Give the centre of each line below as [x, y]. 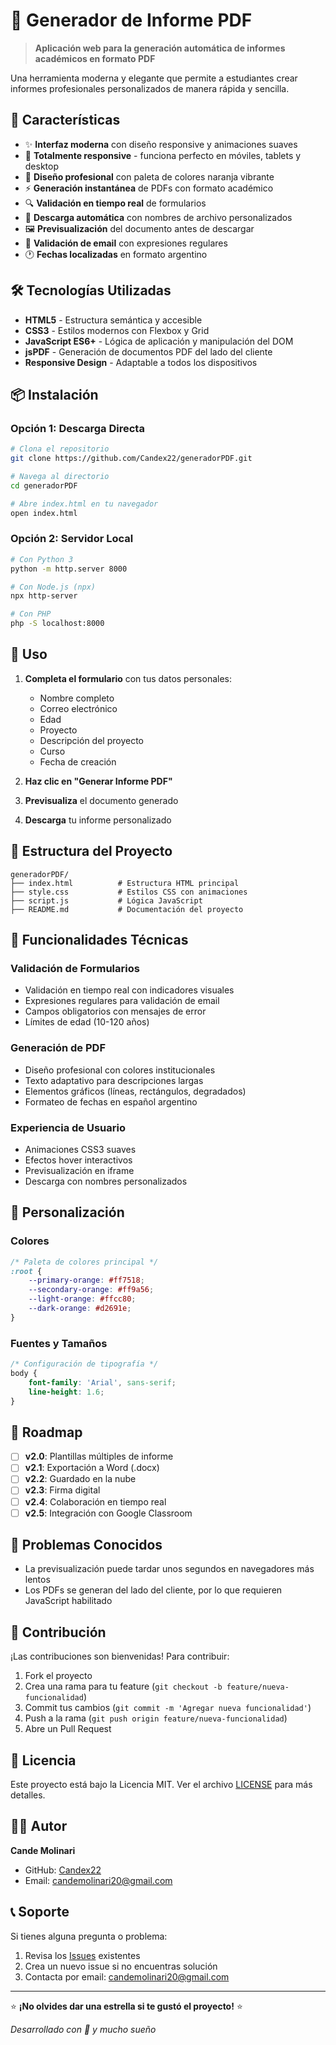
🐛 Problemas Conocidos [86, 1545]
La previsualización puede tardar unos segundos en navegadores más [169, 1569]
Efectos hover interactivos [78, 1160]
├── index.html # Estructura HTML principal [125, 883]
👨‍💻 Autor [39, 1826]
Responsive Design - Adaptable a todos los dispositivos [141, 362]
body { [24, 1373]
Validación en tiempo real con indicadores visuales [129, 990]
